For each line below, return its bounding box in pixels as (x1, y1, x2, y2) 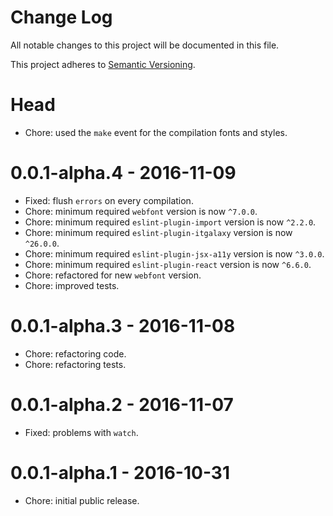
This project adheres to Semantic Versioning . (10, 58, 196, 70)
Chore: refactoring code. (24, 347, 127, 360)
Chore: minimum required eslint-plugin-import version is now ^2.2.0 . (24, 216, 317, 228)
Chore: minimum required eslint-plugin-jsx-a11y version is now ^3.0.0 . (24, 247, 325, 260)
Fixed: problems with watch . (24, 426, 139, 438)
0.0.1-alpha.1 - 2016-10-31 (10, 461, 230, 484)
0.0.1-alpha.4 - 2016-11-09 (10, 162, 237, 185)
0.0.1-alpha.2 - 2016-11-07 (10, 393, 234, 416)
